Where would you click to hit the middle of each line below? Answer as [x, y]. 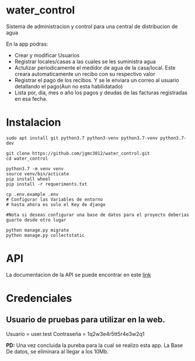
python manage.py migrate [37, 230]
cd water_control [27, 159]
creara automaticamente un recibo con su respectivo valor [85, 74]
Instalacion [34, 123]
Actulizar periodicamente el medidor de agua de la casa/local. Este [95, 67]
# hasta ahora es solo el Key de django [56, 204]
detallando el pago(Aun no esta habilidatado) [69, 86]
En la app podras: [27, 44]
